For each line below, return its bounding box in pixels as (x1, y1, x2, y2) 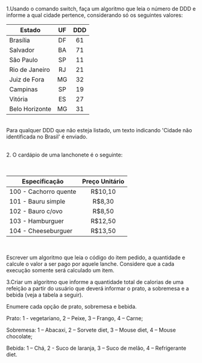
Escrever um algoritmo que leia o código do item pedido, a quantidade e (6, 254, 186, 261)
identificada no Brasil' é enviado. (6, 133, 87, 140)
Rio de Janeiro (9, 66, 50, 74)
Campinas (9, 85, 38, 93)
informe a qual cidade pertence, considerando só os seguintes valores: (6, 11, 183, 19)
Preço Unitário (82, 178, 125, 185)
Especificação (22, 178, 64, 185)
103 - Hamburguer (9, 217, 65, 225)
